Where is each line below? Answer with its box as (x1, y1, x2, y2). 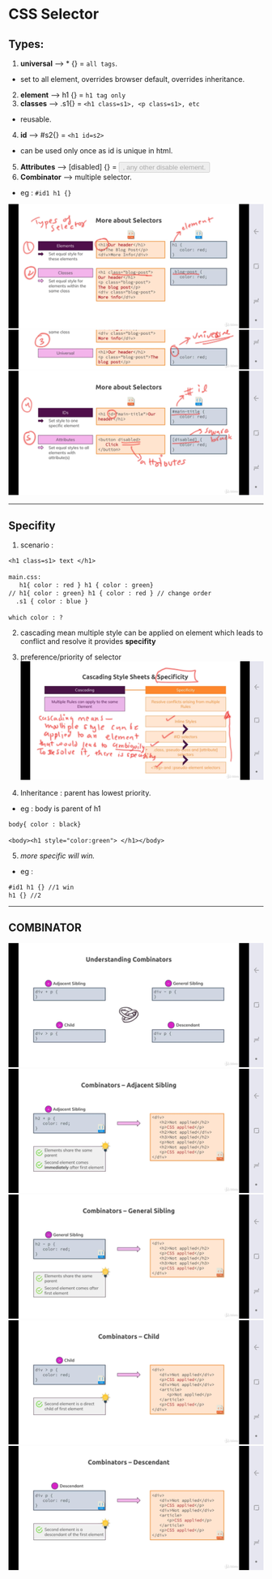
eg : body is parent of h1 (19, 804, 101, 813)
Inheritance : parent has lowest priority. (19, 787, 151, 797)
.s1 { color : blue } (15, 598, 89, 606)
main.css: (8, 573, 42, 581)
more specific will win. (19, 851, 96, 860)
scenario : (19, 540, 54, 550)
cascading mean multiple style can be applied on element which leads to (19, 628, 263, 637)
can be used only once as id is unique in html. (19, 146, 173, 155)
